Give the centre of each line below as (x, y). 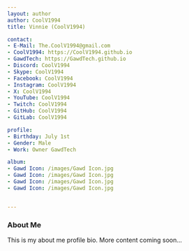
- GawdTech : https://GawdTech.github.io (67, 59)
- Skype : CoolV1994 (36, 72)
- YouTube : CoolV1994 (39, 98)
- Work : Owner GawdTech (42, 150)
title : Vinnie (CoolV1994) (46, 27)
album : (17, 162)
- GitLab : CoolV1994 (37, 117)
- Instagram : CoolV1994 (42, 85)
